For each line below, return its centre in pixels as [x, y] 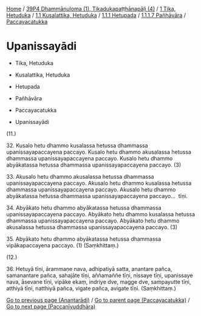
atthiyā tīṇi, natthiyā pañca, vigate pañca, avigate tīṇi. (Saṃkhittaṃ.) [91, 288]
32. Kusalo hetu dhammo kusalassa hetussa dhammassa [77, 145]
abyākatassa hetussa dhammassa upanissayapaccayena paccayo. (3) [94, 165]
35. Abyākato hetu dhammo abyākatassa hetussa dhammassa [84, 239]
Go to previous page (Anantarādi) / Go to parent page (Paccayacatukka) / [98, 300]
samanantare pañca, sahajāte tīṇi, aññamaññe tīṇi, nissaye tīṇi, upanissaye [100, 275]
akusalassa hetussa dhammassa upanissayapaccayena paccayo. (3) [92, 227]
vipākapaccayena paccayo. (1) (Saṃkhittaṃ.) [63, 245]
